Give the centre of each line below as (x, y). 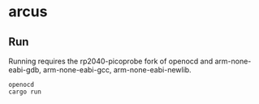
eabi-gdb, (25, 70)
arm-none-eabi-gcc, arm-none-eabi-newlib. (118, 70)
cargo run (25, 92)
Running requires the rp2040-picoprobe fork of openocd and (111, 61)
